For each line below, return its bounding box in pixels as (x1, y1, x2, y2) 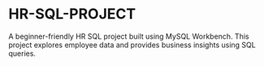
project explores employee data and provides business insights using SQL (8, 39, 256, 49)
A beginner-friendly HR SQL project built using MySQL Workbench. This (8, 31, 249, 41)
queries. (8, 48, 37, 58)
